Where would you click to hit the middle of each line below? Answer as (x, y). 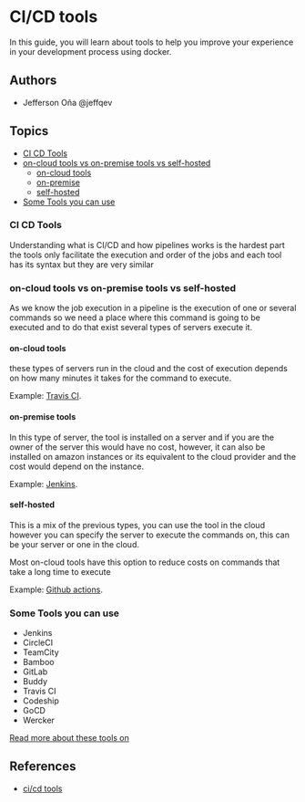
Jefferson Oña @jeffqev (67, 102)
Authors (33, 81)
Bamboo (38, 662)
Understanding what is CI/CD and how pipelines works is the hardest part (147, 245)
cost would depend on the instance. (76, 466)
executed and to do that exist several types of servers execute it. (131, 328)
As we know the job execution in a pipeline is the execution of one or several (153, 308)
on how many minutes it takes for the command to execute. (121, 378)
